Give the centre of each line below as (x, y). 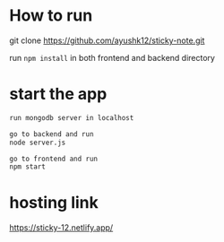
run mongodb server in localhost (72, 117)
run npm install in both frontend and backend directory (112, 57)
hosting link (54, 203)
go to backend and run (52, 134)
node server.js (38, 143)
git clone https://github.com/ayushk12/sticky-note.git (107, 40)
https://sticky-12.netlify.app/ (61, 228)
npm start (28, 167)
